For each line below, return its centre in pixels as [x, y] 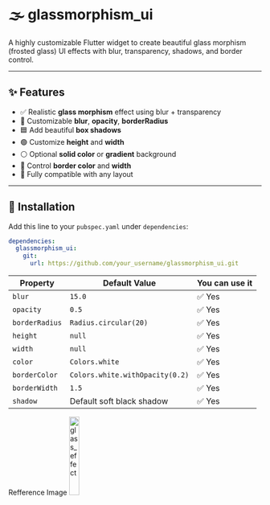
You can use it [225, 283]
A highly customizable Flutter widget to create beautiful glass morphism [127, 42]
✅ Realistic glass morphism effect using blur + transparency [121, 112]
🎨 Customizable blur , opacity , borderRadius [94, 121]
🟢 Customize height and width [72, 142]
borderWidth [35, 388]
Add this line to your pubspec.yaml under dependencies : [98, 226]
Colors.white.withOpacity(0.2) [129, 375]
